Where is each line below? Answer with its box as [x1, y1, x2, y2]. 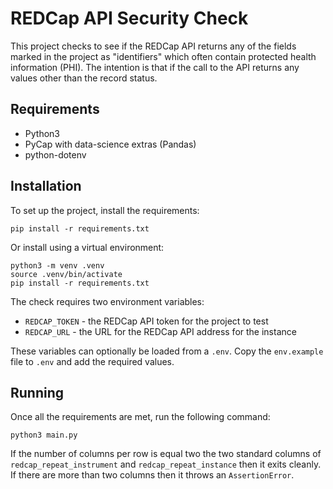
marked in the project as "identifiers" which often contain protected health [10, 50, 317, 62]
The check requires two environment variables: [10, 295, 205, 307]
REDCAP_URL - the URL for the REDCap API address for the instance [24, 325, 297, 337]
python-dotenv [24, 148, 87, 161]
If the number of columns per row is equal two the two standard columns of [10, 448, 322, 460]
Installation [10, 178, 82, 195]
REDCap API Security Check [10, 7, 249, 30]
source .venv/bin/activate [10, 269, 123, 279]
